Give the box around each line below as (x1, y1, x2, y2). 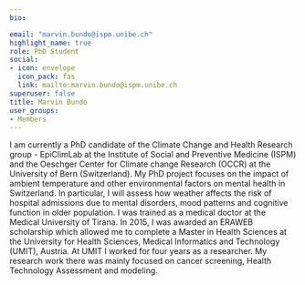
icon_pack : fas (17, 72, 76, 82)
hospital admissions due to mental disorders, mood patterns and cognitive (9, 198, 289, 209)
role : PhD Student (9, 46, 79, 56)
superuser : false (9, 88, 76, 98)
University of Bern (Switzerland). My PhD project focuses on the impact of (9, 168, 289, 179)
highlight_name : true (9, 38, 92, 47)
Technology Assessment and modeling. (9, 265, 158, 276)
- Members (9, 115, 47, 124)
